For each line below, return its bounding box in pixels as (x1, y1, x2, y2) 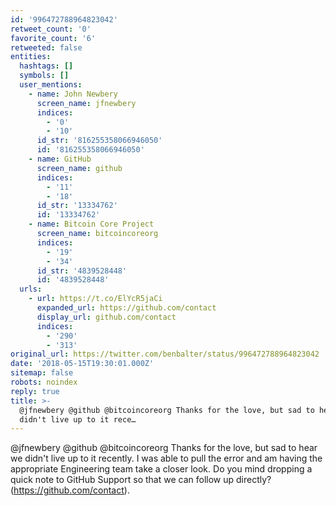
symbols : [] (19, 71, 70, 81)
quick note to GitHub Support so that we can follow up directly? (10, 474, 272, 486)
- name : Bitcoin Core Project (28, 219, 155, 230)
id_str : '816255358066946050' (36, 136, 163, 146)
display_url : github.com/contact (36, 312, 177, 322)
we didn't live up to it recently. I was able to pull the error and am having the (10, 452, 323, 465)
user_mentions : (19, 80, 83, 90)
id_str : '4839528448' (36, 266, 128, 276)
